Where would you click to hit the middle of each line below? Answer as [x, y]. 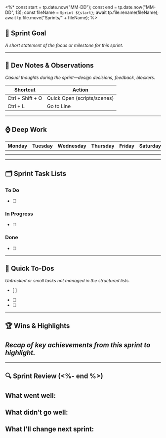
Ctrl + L [16, 106]
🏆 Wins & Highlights [38, 326]
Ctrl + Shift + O [25, 98]
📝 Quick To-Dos [30, 269]
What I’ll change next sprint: [50, 429]
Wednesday [72, 146]
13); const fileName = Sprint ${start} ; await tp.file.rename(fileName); [87, 12]
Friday [127, 146]
